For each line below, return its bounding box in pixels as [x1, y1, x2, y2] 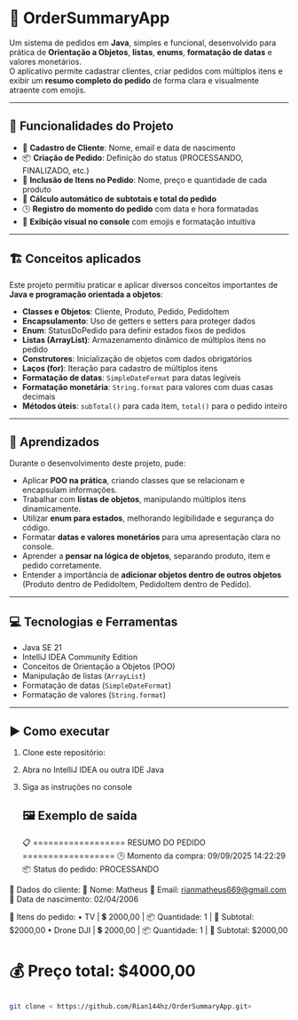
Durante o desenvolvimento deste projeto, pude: [9, 458, 186, 469]
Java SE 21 [21, 642, 62, 653]
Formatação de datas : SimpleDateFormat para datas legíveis [21, 372, 241, 383]
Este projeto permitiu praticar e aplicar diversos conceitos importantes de [9, 279, 278, 290]
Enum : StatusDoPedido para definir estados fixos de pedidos [21, 324, 247, 336]
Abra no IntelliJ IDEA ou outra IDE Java [21, 764, 164, 775]
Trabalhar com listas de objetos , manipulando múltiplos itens [21, 494, 247, 505]
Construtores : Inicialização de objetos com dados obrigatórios [21, 353, 253, 363]
